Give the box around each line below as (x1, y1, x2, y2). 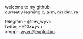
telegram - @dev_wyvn (5, 19, 51, 24)
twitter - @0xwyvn (5, 24, 42, 29)
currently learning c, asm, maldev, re (5, 9, 79, 15)
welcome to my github (5, 4, 50, 10)
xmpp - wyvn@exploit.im (5, 29, 55, 34)
